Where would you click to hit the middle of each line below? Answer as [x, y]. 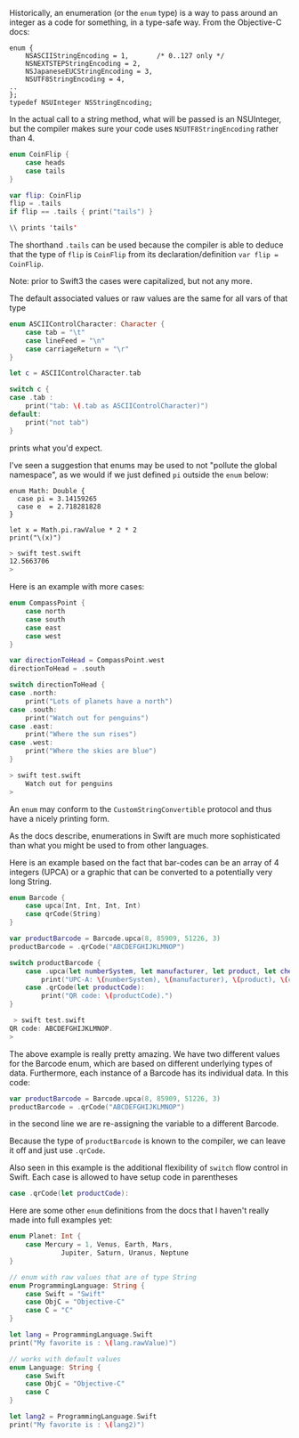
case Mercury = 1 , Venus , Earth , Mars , [99, 1245]
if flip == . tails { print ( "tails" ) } [81, 212]
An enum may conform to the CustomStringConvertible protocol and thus [141, 808]
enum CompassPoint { [48, 603]
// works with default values [65, 1359]
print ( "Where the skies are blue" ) [91, 751]
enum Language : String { [55, 1367]
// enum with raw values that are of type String [103, 1277]
